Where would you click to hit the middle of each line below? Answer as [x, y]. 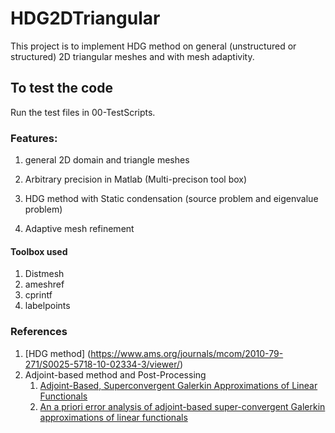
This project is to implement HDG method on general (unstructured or [153, 46]
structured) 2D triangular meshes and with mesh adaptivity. [132, 56]
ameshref [44, 284]
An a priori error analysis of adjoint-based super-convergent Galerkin [182, 406]
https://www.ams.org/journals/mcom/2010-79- [187, 353]
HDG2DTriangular [85, 18]
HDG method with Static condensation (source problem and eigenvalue [171, 199]
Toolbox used [39, 251]
